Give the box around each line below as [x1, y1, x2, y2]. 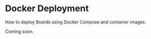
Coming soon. [5, 28, 34, 34]
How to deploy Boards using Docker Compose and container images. [5, 19, 146, 25]
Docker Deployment [5, 3, 89, 14]
